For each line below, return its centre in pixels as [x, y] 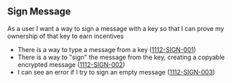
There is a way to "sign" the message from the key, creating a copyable [121, 57]
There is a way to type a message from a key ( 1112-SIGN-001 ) [107, 49]
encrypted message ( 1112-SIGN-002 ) [71, 64]
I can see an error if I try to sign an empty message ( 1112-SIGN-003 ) [116, 72]
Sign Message [39, 12]
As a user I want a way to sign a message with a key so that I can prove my [116, 28]
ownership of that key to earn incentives [66, 36]
